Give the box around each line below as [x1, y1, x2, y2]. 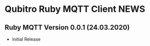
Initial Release [11, 36, 41, 42]
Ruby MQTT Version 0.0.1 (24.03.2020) [4, 23, 130, 32]
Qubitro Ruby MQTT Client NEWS [4, 3, 145, 15]
